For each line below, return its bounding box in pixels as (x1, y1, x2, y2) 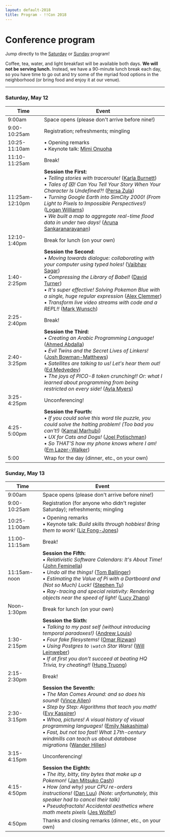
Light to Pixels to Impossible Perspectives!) (44, 200, 146, 207)
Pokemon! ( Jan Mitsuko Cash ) (42, 777, 114, 784)
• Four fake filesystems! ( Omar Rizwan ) (42, 636, 137, 643)
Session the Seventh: (42, 684, 95, 691)
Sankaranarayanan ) (44, 225, 91, 232)
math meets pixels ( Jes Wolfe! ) (42, 809, 116, 816)
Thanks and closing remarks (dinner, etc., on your (42, 817, 161, 824)
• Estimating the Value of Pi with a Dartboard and (42, 575, 160, 582)
